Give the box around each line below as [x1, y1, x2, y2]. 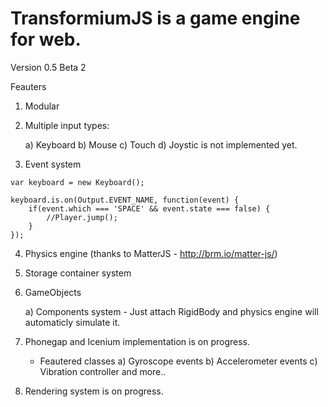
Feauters [10, 80, 47, 92]
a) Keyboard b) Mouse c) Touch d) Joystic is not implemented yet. [24, 138, 298, 151]
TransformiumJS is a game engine [10, 7, 301, 30]
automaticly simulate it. [24, 316, 121, 328]
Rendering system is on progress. [24, 385, 164, 397]
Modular [24, 100, 60, 112]
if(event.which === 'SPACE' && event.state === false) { [28, 203, 271, 214]
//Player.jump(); [46, 212, 118, 222]
